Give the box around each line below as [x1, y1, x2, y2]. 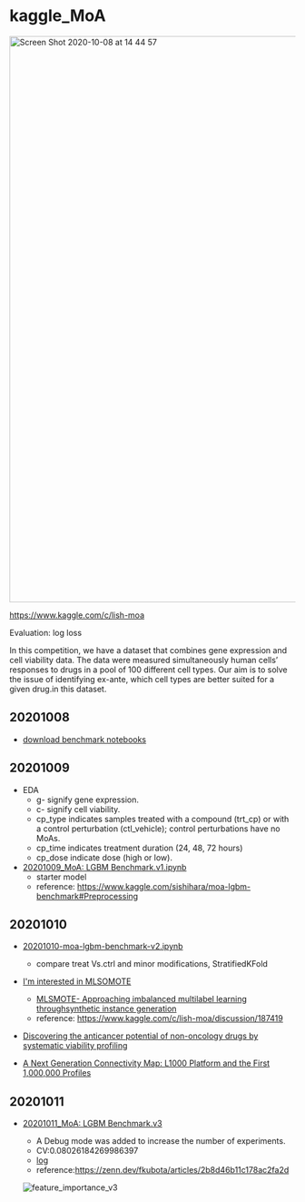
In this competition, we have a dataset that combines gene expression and [9, 644, 288, 655]
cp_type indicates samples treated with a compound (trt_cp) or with [35, 813, 290, 824]
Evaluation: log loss [9, 627, 83, 638]
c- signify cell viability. [35, 803, 121, 814]
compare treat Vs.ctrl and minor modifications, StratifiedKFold [35, 959, 268, 969]
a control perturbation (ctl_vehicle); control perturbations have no [35, 823, 280, 834]
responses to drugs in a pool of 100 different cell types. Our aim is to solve [9, 664, 288, 675]
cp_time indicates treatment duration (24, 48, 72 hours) [35, 842, 243, 853]
